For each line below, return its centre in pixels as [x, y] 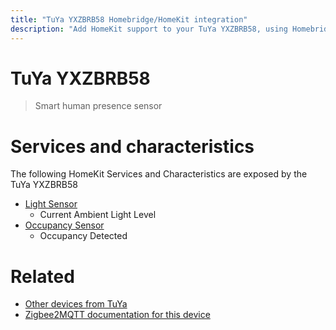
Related [42, 276]
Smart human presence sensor [98, 106]
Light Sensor [51, 204]
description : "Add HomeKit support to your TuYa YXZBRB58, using [149, 29]
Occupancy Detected [83, 236]
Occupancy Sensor [64, 225]
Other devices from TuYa [76, 304]
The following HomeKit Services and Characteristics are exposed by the [159, 174]
